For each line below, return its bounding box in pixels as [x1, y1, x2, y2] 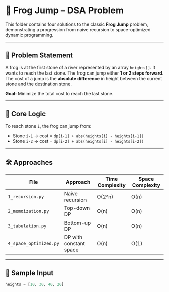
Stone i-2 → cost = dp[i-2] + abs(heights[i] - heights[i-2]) [12, 138, 144, 144]
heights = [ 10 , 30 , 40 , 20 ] [5, 282, 64, 287]
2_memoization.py [8, 208, 49, 214]
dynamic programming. [5, 32, 54, 38]
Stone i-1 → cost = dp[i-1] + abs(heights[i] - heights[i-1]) [12, 133, 144, 139]
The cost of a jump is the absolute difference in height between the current [5, 75, 162, 81]
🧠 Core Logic [5, 110, 46, 118]
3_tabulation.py [8, 223, 47, 229]
